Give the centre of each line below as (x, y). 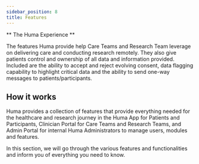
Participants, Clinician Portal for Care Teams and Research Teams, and (94, 124)
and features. (23, 137)
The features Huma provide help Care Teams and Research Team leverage (99, 46)
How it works (31, 97)
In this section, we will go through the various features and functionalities (97, 148)
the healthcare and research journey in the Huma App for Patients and (93, 118)
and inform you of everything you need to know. (66, 155)
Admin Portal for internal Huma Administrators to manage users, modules (97, 130)
